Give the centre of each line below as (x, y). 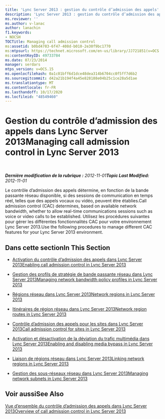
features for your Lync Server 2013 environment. (54, 232)
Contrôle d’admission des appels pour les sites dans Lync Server (78, 324)
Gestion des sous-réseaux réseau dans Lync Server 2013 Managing (80, 373)
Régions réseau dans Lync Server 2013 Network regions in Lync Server (83, 294)
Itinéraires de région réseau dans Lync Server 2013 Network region (80, 309)
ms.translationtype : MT (29, 83)
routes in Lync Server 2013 (39, 314)
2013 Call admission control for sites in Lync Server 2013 (69, 329)
